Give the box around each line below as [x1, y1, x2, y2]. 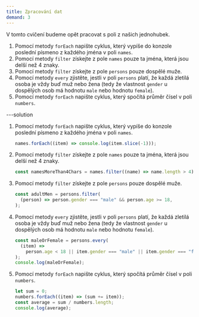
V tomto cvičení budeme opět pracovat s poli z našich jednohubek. [6, 30, 170, 38]
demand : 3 [6, 14, 31, 20]
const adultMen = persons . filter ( [14, 192, 101, 198]
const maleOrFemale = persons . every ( [14, 237, 109, 244]
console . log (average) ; [14, 305, 71, 311]
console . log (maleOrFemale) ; [14, 260, 85, 266]
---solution [6, 111, 33, 118]
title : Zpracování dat [6, 8, 63, 15]
